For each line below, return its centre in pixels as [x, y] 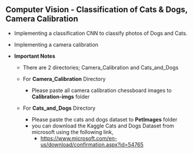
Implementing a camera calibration [56, 44]
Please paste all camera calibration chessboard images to [102, 90]
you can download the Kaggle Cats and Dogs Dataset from [103, 126]
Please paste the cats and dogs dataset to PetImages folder [104, 119]
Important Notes [34, 56]
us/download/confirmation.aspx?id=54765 [92, 145]
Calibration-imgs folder [61, 96]
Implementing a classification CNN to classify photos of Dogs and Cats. [101, 33]
